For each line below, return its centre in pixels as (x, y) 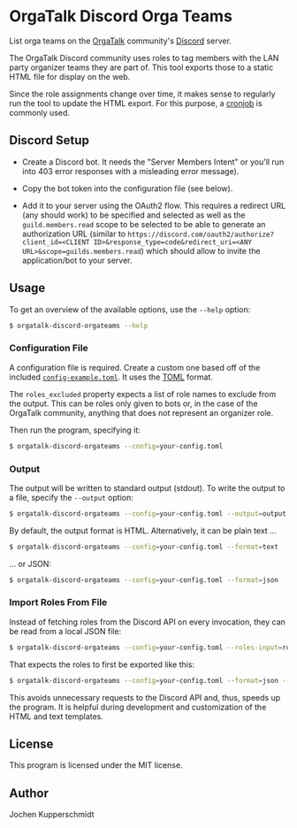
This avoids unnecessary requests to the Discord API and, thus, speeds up (145, 697)
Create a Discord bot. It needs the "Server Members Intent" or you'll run (153, 162)
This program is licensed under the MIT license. (96, 765)
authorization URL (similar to (74, 234)
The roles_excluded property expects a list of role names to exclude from (143, 394)
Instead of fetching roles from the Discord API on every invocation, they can (147, 622)
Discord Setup (49, 140)
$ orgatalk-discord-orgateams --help (79, 326)
